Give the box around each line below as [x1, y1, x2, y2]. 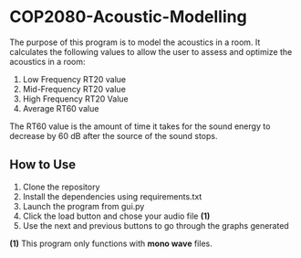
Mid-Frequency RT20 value [22, 83, 126, 94]
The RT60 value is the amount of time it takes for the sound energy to [9, 121, 271, 132]
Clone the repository [22, 181, 100, 192]
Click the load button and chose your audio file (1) [22, 210, 211, 221]
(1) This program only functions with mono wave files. [9, 238, 213, 249]
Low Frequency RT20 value [22, 73, 126, 84]
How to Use [9, 157, 77, 173]
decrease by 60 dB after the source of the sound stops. [9, 130, 218, 141]
